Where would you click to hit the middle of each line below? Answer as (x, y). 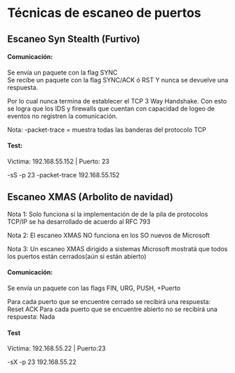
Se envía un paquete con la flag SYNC (62, 72)
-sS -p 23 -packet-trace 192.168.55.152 (63, 175)
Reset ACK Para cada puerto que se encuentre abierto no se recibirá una (112, 309)
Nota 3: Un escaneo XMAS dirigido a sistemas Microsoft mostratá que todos (117, 248)
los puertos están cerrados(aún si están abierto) (77, 256)
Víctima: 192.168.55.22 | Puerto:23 (57, 348)
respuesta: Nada (31, 317)
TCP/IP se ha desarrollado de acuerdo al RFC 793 (79, 221)
